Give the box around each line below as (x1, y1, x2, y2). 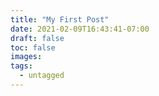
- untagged (19, 71, 65, 81)
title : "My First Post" (10, 14, 110, 25)
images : (10, 52, 43, 62)
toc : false (10, 42, 56, 53)
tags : (10, 61, 33, 71)
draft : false (10, 33, 65, 43)
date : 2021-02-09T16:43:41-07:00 (10, 24, 150, 34)
